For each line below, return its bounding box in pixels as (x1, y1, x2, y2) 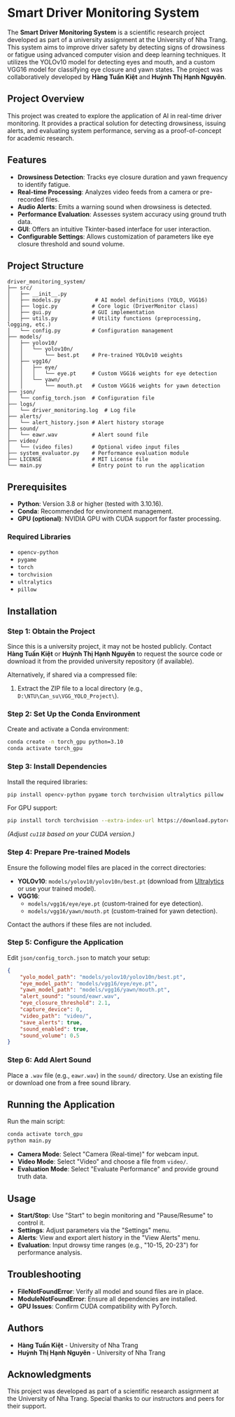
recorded (17, 195, 44, 204)
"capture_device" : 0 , (20, 1006, 83, 1013)
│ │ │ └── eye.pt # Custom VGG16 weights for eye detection (7, 370, 218, 377)
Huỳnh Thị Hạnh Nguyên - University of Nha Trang (17, 1348, 166, 1357)
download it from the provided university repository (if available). (7, 657, 194, 665)
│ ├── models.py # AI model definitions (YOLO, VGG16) (7, 297, 208, 304)
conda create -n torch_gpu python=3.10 (7, 738, 124, 746)
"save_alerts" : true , (20, 1019, 83, 1026)
